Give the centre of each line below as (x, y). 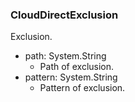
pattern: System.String (71, 77)
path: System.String (65, 56)
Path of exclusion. (77, 67)
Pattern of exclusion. (82, 88)
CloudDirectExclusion (64, 15)
